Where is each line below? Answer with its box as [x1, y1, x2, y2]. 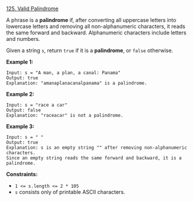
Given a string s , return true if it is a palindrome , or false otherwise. [6, 47, 173, 54]
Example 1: [6, 59, 34, 65]
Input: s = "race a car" [6, 102, 68, 108]
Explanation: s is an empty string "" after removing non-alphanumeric [6, 145, 187, 151]
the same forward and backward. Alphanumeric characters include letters [6, 29, 187, 36]
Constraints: [6, 171, 38, 177]
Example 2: [6, 91, 34, 97]
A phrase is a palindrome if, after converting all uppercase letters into [6, 17, 176, 23]
